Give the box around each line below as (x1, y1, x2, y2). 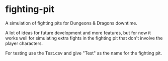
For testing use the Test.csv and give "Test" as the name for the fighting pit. (5, 50, 162, 56)
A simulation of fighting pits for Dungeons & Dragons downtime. (5, 20, 137, 26)
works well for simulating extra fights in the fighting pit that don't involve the (5, 35, 163, 41)
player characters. (5, 40, 43, 46)
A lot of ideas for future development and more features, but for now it (5, 29, 151, 35)
